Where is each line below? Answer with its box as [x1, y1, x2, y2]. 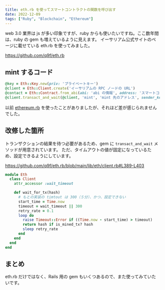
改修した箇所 [5, 126, 44, 135]
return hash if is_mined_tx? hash [23, 222, 93, 227]
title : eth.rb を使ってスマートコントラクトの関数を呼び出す [5, 7, 116, 12]
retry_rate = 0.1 [18, 208, 54, 213]
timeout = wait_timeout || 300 [18, 203, 82, 209]
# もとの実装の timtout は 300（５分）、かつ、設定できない [18, 195, 126, 200]
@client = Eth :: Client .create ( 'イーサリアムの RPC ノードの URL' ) [5, 86, 136, 91]
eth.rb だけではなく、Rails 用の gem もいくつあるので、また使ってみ [5, 274, 143, 280]
